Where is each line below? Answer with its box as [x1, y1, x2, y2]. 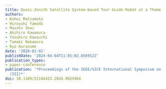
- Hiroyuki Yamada [5, 21, 43, 26]
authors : [5, 12, 23, 17]
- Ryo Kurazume [5, 44, 37, 49]
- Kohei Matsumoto [5, 16, 43, 21]
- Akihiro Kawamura [5, 30, 46, 35]
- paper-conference [5, 62, 46, 67]
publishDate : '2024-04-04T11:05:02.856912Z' [5, 53, 99, 58]
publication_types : [5, 58, 46, 63]
